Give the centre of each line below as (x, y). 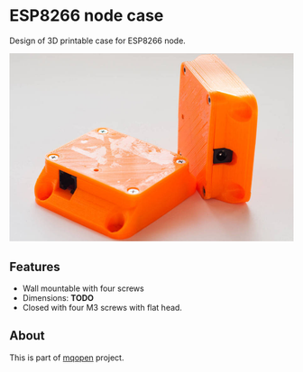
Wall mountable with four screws (83, 288)
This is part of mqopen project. (67, 358)
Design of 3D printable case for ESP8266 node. (98, 41)
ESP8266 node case (87, 16)
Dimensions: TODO (58, 298)
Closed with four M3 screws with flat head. (102, 308)
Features (35, 267)
